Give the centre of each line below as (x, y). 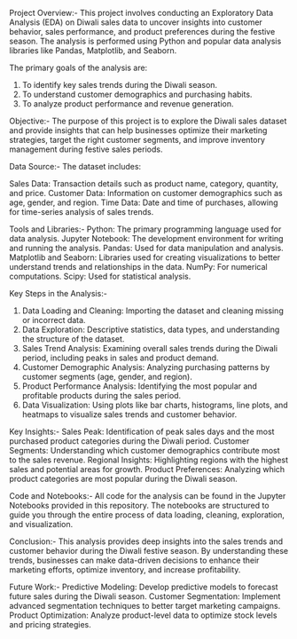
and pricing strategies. (50, 624)
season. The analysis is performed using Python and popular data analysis (145, 41)
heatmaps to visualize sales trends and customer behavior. (129, 414)
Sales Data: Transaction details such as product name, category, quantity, (144, 184)
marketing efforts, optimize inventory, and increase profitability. (125, 570)
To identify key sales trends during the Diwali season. (120, 85)
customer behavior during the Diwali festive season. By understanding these (149, 551)
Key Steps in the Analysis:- (59, 293)
